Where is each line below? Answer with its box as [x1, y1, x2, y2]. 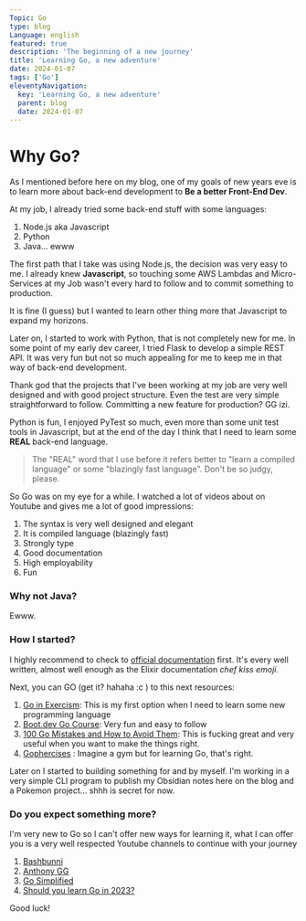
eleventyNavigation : [9, 81, 89, 90]
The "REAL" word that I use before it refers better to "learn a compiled [31, 454, 295, 465]
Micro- [270, 269, 297, 280]
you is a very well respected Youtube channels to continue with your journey [9, 838, 298, 850]
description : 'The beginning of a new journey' [9, 48, 195, 57]
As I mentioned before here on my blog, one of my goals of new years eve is [9, 176, 297, 187]
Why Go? [9, 146, 80, 167]
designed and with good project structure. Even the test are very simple [9, 389, 280, 400]
